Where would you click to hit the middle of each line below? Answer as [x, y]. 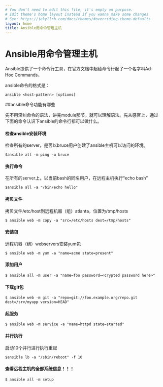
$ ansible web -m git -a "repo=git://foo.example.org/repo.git [71, 298]
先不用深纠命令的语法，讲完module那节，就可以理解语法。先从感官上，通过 [82, 115]
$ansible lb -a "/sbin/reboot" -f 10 [44, 357]
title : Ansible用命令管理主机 [33, 28]
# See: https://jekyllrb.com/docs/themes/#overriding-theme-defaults [78, 19]
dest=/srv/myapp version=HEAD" [37, 302]
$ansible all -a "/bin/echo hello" [42, 188]
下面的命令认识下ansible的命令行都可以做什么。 [53, 121]
